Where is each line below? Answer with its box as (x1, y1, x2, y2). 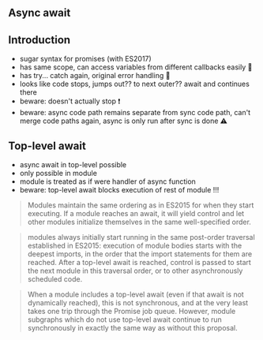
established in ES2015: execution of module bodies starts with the (27, 241, 242, 251)
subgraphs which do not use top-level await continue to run (27, 315, 223, 324)
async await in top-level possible (19, 160, 127, 170)
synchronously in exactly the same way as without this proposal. (27, 323, 239, 333)
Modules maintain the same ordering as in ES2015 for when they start (27, 200, 254, 210)
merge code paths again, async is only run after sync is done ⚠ (19, 116, 227, 125)
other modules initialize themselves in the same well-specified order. (27, 217, 251, 227)
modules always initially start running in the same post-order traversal (27, 233, 255, 242)
